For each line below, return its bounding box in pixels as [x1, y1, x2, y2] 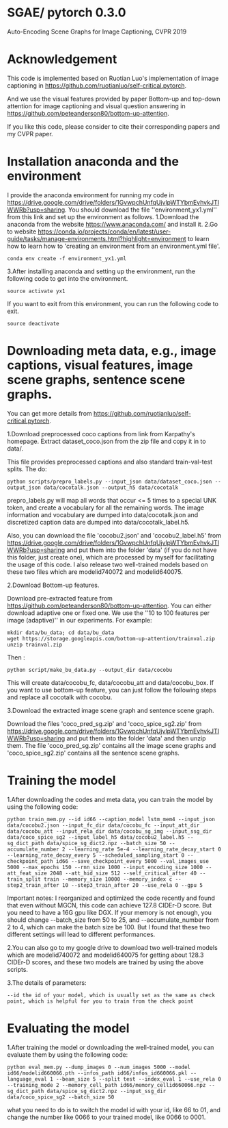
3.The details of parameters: [7, 978, 87, 987]
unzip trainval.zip [7, 641, 63, 648]
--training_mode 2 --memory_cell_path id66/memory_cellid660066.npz [7, 1081, 206, 1088]
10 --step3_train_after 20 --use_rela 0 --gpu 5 [61, 881, 203, 888]
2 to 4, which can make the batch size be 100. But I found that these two [7, 923, 210, 931]
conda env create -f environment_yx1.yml [7, 255, 127, 262]
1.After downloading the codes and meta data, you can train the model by [7, 795, 214, 803]
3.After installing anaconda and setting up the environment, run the [7, 267, 196, 275]
